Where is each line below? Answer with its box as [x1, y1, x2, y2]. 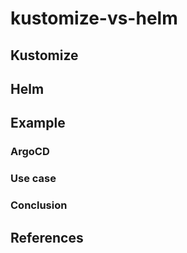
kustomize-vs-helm [10, 7, 178, 30]
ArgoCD [10, 145, 50, 159]
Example [10, 115, 66, 132]
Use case [10, 172, 57, 186]
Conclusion [10, 198, 68, 212]
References [10, 229, 84, 246]
